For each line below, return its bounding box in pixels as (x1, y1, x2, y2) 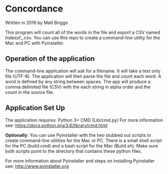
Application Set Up (5, 104, 65, 112)
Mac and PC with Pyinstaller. (5, 40, 64, 46)
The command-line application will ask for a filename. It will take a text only (5, 68, 160, 74)
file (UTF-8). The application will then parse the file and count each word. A (5, 73, 161, 79)
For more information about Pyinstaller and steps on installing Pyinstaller (5, 157, 155, 163)
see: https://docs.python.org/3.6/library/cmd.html (5, 122, 108, 128)
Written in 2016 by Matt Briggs (5, 20, 68, 26)
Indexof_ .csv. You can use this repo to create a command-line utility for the (5, 35, 160, 41)
